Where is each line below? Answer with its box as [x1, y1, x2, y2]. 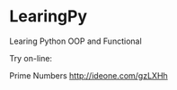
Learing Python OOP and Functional [9, 36, 142, 46]
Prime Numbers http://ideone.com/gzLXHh [9, 70, 168, 81]
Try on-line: [9, 53, 52, 63]
